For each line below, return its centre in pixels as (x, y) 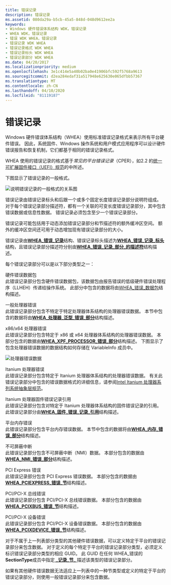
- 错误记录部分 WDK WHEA (29, 57)
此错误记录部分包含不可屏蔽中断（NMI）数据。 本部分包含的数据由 (75, 453)
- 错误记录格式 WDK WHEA (29, 48)
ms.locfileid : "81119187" (33, 95)
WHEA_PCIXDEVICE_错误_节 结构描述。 (47, 530)
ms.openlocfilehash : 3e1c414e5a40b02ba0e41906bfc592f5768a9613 (74, 72)
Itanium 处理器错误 (25, 369)
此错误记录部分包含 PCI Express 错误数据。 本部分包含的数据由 (71, 476)
